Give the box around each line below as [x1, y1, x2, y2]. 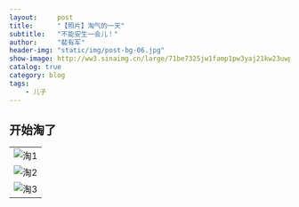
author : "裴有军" [9, 37, 85, 47]
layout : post [9, 12, 74, 22]
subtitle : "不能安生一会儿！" [9, 29, 118, 38]
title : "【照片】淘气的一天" [9, 21, 125, 30]
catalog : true [9, 63, 62, 72]
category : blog [9, 71, 66, 80]
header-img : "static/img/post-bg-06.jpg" [9, 46, 166, 55]
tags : [9, 79, 29, 88]
